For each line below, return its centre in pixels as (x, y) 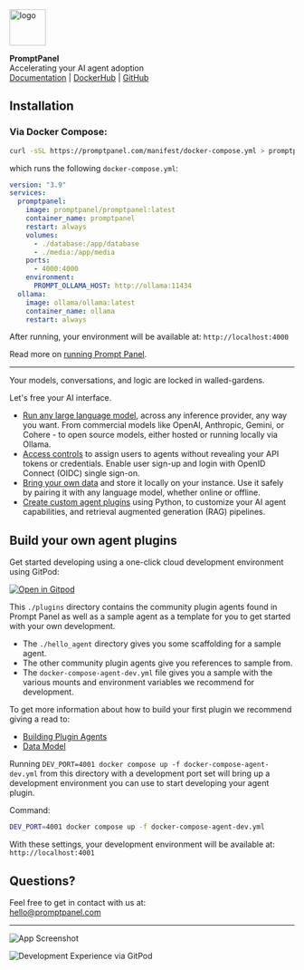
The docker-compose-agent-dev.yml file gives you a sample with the (147, 673)
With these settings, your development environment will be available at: (142, 844)
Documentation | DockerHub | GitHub (79, 78)
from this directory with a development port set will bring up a (155, 773)
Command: (30, 810)
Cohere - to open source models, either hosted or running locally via (150, 435)
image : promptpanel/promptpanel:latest (101, 210)
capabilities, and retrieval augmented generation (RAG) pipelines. (144, 512)
